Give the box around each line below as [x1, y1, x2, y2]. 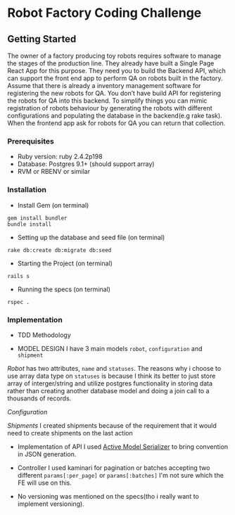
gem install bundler [7, 215, 68, 222]
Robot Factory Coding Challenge [7, 5, 202, 21]
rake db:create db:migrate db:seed [7, 246, 112, 254]
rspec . [7, 298, 30, 305]
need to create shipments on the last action [7, 428, 133, 437]
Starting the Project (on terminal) [17, 259, 113, 267]
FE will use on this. [17, 478, 72, 487]
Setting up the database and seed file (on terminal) [17, 233, 165, 241]
